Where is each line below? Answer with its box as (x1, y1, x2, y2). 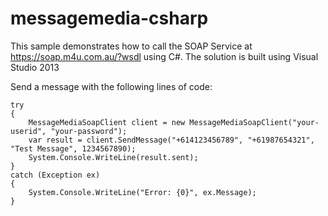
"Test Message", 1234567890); (10, 143, 137, 154)
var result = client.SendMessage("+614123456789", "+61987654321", (28, 135, 315, 145)
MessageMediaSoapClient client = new (28, 117, 186, 127)
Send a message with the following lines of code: (10, 80, 213, 92)
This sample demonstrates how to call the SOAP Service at (10, 40, 253, 52)
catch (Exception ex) (10, 170, 101, 180)
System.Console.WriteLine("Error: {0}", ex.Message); (28, 187, 257, 197)
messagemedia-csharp (10, 7, 209, 30)
